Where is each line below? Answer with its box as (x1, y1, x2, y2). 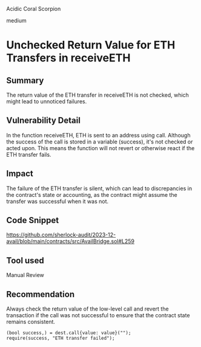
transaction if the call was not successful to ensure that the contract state (6, 312, 190, 319)
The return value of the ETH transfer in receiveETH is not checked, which (6, 91, 189, 98)
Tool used (6, 255, 44, 266)
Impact (6, 168, 33, 179)
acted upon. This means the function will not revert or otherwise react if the (6, 144, 195, 151)
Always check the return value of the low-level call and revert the (6, 305, 169, 312)
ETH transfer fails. (6, 151, 51, 158)
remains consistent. (6, 318, 56, 326)
